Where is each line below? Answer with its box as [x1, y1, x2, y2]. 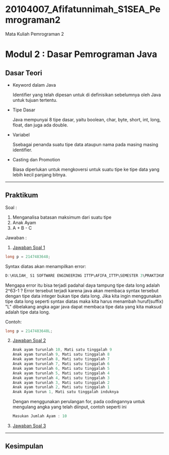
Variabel [12, 132, 30, 138]
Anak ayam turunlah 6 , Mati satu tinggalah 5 [12, 366, 110, 371]
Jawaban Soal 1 [12, 244, 45, 250]
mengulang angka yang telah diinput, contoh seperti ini [12, 404, 127, 410]
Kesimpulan [5, 442, 44, 450]
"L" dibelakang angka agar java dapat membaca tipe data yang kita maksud [5, 303, 162, 309]
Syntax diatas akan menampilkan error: [5, 263, 87, 269]
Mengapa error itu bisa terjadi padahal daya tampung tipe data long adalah [5, 282, 160, 288]
